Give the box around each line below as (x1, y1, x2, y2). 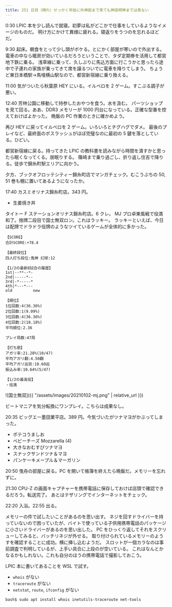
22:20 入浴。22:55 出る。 (5, 502, 60, 509)
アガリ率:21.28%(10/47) (5, 351, 53, 356)
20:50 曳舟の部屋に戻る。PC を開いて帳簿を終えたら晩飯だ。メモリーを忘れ (5, 468, 166, 474)
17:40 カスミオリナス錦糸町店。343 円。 (5, 189, 91, 195)
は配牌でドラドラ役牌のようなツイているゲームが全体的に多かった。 (5, 223, 149, 229)
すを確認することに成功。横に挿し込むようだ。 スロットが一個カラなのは (5, 539, 160, 545)
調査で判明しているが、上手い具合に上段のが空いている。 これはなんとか (9, 545, 164, 551)
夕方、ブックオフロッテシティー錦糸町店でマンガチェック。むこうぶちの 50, (5, 171, 166, 177)
